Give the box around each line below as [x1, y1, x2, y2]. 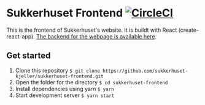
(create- [178, 26, 199, 34]
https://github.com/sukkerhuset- [102, 68, 188, 74]
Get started [6, 51, 51, 61]
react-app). [6, 32, 35, 40]
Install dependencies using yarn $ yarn [15, 85, 115, 92]
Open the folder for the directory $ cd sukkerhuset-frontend [15, 78, 168, 85]
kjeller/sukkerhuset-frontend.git [15, 73, 104, 79]
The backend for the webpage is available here [36, 32, 155, 40]
